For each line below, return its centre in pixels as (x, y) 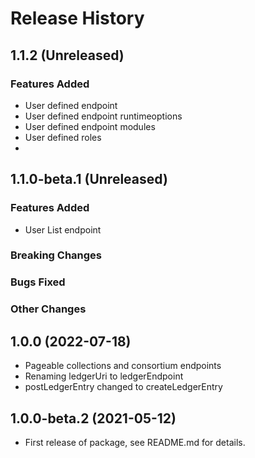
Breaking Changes (56, 255)
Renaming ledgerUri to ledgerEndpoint (104, 376)
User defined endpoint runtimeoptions (103, 116)
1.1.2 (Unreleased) (67, 55)
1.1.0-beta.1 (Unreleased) (89, 179)
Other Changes (48, 309)
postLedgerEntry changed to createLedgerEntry (123, 387)
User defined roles (63, 137)
